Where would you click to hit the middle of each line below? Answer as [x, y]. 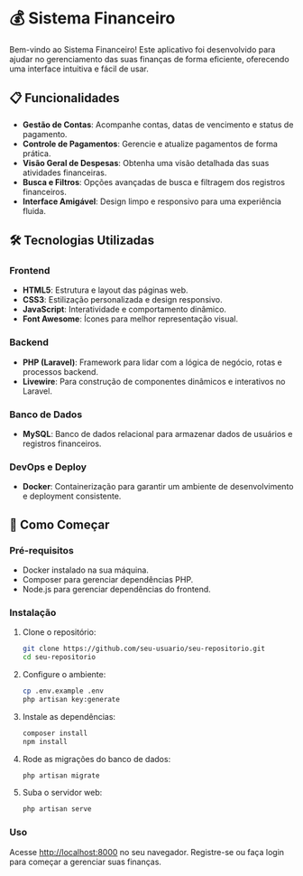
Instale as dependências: [69, 716]
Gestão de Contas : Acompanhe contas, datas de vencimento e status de [158, 125]
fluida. [34, 210]
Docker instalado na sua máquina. [85, 570]
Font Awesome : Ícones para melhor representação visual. [130, 319]
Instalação [33, 612]
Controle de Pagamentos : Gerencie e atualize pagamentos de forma [150, 144]
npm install [45, 741]
